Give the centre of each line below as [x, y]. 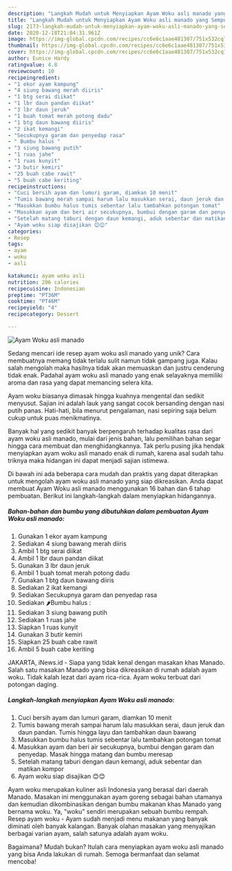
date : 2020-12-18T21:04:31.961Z [54, 33]
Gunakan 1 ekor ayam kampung [62, 536]
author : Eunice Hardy [39, 59]
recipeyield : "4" [33, 308]
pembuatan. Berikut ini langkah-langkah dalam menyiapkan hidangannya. [112, 495]
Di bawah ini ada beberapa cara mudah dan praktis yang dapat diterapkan [113, 473]
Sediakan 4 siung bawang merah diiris [72, 543]
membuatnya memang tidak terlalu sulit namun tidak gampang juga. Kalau [113, 360]
